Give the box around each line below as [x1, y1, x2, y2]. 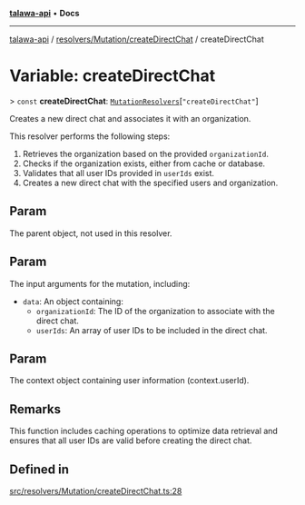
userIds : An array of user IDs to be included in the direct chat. [35, 324, 268, 335]
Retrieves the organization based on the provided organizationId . [22, 148, 270, 159]
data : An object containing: [22, 295, 124, 307]
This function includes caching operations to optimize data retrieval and [9, 426, 279, 437]
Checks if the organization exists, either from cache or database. [22, 158, 266, 169]
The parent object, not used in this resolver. [9, 227, 172, 239]
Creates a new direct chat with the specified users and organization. [22, 177, 279, 188]
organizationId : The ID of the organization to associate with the [35, 305, 275, 316]
